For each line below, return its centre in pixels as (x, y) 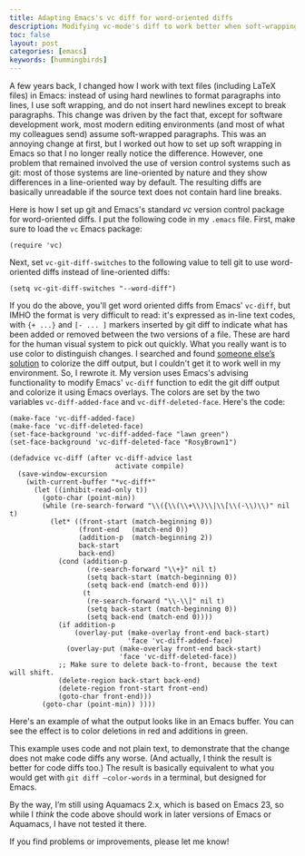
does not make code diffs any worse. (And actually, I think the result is (141, 758)
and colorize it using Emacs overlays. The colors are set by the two (135, 392)
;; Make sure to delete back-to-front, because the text (168, 664)
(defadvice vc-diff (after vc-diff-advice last (101, 458)
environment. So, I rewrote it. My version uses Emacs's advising (129, 373)
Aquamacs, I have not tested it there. (78, 824)
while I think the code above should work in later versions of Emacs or (141, 814)
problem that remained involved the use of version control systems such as (150, 163)
